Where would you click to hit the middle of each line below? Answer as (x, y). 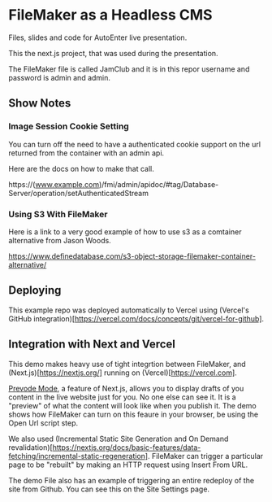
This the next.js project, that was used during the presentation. (113, 53)
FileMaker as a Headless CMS (110, 15)
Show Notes (40, 103)
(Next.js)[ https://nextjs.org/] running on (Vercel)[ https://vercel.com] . (123, 373)
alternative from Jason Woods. (60, 240)
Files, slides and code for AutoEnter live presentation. (98, 37)
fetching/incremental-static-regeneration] (78, 456)
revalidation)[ (30, 447)
